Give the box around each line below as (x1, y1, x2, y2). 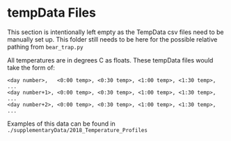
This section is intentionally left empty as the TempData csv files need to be (7, 28, 224, 36)
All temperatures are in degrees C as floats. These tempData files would (7, 56, 214, 64)
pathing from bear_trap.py (7, 42, 83, 51)
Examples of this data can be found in (7, 119, 116, 128)
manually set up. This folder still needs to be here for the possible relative (7, 35, 218, 43)
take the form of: (7, 63, 56, 72)
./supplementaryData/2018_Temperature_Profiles (7, 126, 148, 133)
